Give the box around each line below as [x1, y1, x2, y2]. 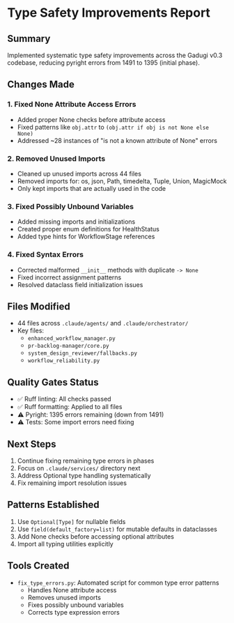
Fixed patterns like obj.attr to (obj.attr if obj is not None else [17, 123, 209, 131]
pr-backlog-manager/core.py [27, 343, 109, 350]
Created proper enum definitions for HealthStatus [17, 225, 160, 233]
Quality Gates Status [7, 376, 99, 388]
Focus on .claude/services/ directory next [17, 464, 141, 472]
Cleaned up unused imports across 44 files [17, 169, 141, 178]
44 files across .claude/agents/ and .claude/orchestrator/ [17, 319, 189, 328]
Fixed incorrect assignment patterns [17, 273, 122, 282]
